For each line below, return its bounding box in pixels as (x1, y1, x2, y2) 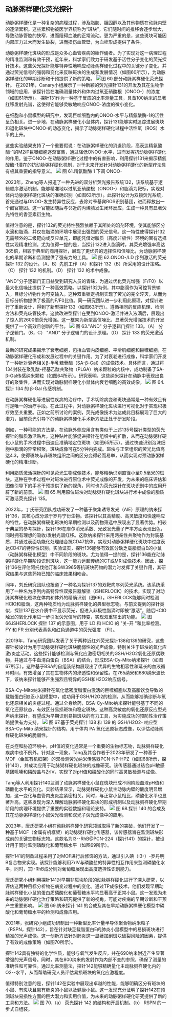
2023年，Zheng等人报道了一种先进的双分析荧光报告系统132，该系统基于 (5, 179, 159, 185)
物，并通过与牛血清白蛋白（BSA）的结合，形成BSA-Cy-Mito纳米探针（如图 (5, 656, 163, 663)
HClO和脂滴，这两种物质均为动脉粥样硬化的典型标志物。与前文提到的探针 (5, 601, 160, 607)
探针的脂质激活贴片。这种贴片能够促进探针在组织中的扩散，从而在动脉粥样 (5, 433, 162, 439)
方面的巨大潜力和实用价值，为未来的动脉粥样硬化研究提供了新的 (32, 993, 167, 999)
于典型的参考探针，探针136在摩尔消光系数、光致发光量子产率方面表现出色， (5, 525, 165, 531)
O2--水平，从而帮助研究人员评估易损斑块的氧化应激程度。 (5, 969, 128, 975)
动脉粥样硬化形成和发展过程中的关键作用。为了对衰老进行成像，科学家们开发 (5, 353, 167, 359)
